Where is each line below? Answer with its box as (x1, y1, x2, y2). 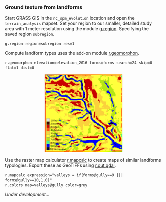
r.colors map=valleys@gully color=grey (5, 183, 88, 188)
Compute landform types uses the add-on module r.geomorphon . (5, 50, 139, 56)
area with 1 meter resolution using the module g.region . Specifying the (5, 26, 149, 32)
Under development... (5, 191, 50, 198)
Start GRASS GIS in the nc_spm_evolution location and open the (5, 15, 135, 21)
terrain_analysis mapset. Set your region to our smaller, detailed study (5, 20, 152, 26)
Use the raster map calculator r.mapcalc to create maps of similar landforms (5, 157, 161, 163)
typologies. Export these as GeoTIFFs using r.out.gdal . (5, 162, 116, 168)
